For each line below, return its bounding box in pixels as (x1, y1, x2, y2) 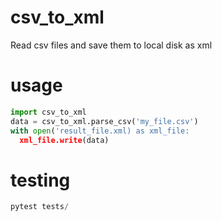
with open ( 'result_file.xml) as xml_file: (10, 126, 190, 136)
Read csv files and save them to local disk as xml (10, 39, 213, 51)
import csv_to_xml (10, 107, 87, 117)
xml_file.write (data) (19, 135, 110, 145)
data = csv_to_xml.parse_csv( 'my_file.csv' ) (10, 116, 199, 126)
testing (10, 169, 71, 191)
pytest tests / (10, 202, 70, 212)
